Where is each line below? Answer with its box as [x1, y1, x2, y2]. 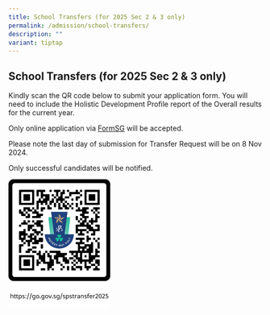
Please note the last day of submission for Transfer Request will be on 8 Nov [8, 139, 262, 149]
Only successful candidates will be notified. [8, 164, 153, 173]
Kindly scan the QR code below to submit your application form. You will [8, 91, 248, 101]
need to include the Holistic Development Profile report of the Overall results [8, 99, 262, 109]
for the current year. [8, 108, 75, 118]
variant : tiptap [8, 39, 63, 47]
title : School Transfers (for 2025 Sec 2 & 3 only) [8, 13, 185, 21]
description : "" [8, 30, 63, 38]
